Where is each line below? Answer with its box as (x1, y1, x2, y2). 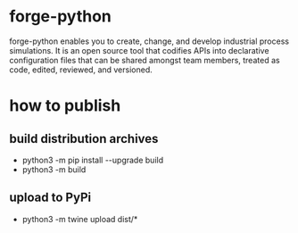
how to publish (9, 96, 121, 116)
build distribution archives (9, 131, 159, 146)
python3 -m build (21, 163, 87, 175)
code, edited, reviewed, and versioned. (9, 64, 153, 75)
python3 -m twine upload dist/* (21, 213, 138, 224)
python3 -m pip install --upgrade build (21, 154, 163, 165)
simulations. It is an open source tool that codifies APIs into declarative (9, 45, 269, 55)
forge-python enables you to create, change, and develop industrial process (9, 36, 290, 46)
